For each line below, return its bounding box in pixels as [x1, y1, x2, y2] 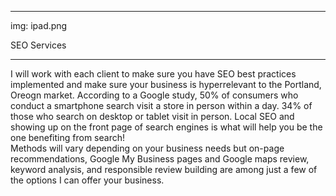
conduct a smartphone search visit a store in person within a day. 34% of [10, 100, 313, 111]
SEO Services [10, 39, 67, 51]
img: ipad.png [10, 20, 68, 31]
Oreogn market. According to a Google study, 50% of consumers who [10, 89, 299, 101]
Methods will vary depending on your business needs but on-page [10, 142, 285, 154]
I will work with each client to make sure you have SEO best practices [10, 68, 297, 80]
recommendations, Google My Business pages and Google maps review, [10, 153, 310, 165]
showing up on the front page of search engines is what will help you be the [10, 121, 323, 133]
